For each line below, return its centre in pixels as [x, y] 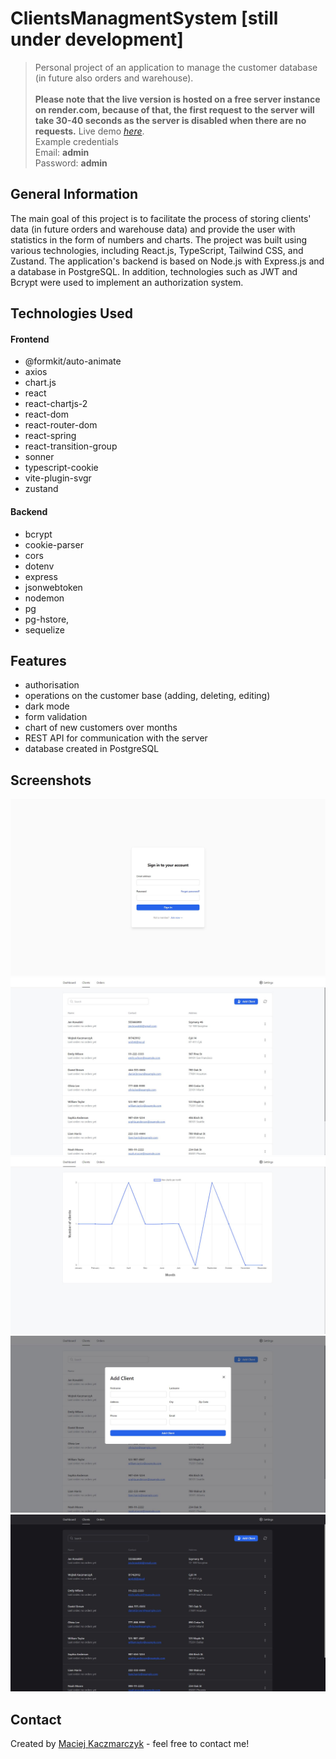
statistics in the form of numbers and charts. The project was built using [159, 239]
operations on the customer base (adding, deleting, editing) [147, 696]
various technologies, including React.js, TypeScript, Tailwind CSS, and [157, 250]
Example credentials [76, 141]
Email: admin [62, 152]
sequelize [44, 629]
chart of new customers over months [101, 728]
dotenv [39, 566]
